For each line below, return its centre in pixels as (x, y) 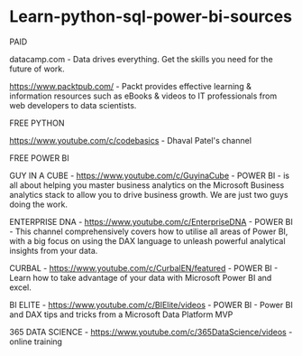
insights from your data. (54, 250)
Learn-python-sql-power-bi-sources (151, 17)
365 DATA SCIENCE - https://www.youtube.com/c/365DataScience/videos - (151, 332)
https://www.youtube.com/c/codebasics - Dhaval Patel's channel (131, 140)
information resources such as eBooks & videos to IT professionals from (143, 96)
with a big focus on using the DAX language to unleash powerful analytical (147, 240)
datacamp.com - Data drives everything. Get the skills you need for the (141, 59)
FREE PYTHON (37, 123)
